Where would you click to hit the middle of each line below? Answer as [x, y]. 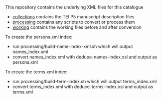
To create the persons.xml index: [39, 37]
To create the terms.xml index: [36, 72]
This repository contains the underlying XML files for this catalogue [74, 7]
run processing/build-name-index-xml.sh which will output [73, 46]
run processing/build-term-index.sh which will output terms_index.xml [84, 81]
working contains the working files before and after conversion [77, 27]
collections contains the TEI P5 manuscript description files [73, 17]
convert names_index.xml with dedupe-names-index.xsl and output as [85, 57]
